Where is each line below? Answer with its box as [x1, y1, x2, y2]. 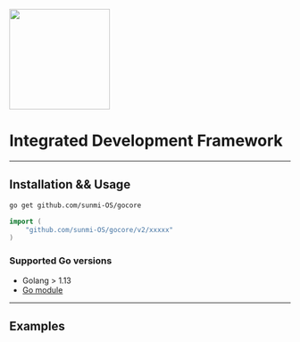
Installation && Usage [9, 177, 131, 192]
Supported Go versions [9, 254, 112, 267]
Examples [9, 318, 65, 334]
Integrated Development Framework [9, 130, 283, 151]
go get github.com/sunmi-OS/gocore [9, 201, 142, 210]
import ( [9, 217, 42, 226]
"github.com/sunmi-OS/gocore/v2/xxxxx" [25, 225, 174, 234]
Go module [21, 284, 63, 295]
